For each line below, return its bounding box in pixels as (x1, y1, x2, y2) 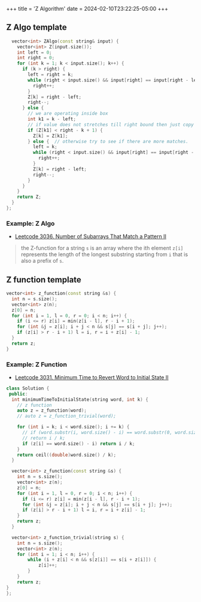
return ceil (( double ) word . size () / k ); (17, 452, 117, 458)
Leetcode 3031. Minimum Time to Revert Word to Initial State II (14, 373, 169, 381)
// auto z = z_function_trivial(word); (17, 413, 117, 419)
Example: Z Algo (6, 219, 55, 227)
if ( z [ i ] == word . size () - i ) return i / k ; (22, 440, 135, 446)
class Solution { (6, 385, 50, 391)
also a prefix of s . (20, 257, 64, 264)
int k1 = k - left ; (28, 116, 77, 122)
